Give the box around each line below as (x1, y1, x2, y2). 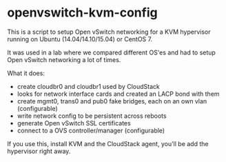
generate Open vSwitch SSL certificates (17, 119, 131, 127)
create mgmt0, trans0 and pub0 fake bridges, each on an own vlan (17, 97, 207, 105)
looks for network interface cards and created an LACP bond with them (17, 90, 220, 98)
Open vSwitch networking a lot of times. (7, 55, 121, 63)
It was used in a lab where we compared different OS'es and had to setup (7, 48, 216, 57)
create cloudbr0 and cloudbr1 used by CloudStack (17, 82, 161, 90)
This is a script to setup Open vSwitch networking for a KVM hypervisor (7, 28, 212, 36)
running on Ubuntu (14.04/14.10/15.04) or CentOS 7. (7, 34, 153, 43)
